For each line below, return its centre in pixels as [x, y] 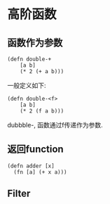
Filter [19, 194]
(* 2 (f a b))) [42, 111]
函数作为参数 [35, 43]
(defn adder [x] [31, 166]
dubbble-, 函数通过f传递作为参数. [55, 125]
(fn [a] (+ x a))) [41, 172]
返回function [36, 149]
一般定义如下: [27, 85]
